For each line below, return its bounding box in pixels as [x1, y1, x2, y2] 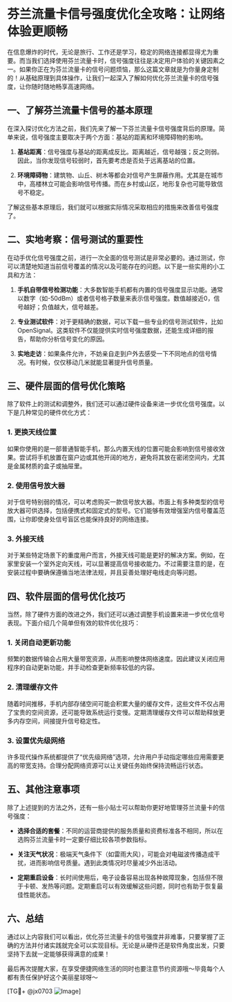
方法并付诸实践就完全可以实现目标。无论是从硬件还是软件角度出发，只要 [19, 941, 225, 949]
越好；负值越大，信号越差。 [23, 302, 102, 311]
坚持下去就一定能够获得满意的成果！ [7, 949, 110, 958]
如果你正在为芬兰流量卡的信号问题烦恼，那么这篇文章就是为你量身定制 [19, 65, 219, 73]
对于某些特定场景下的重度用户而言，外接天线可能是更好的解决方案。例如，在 [7, 551, 225, 559]
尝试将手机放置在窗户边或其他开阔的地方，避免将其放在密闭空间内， [19, 453, 213, 461]
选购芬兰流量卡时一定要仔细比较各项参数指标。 [17, 835, 151, 844]
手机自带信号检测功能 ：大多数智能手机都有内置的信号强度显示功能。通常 [17, 285, 223, 294]
